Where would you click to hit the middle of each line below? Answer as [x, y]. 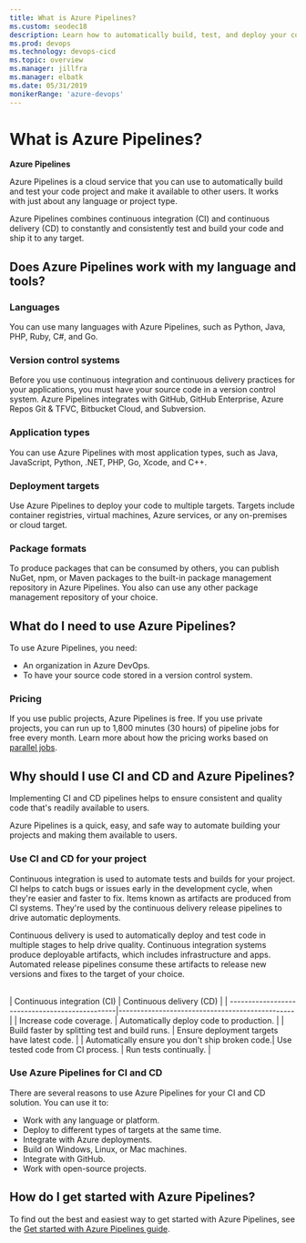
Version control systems [65, 361]
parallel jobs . [33, 748]
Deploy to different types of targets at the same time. [122, 1129]
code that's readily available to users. [80, 808]
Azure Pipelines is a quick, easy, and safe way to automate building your [145, 826]
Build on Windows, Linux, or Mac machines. [105, 1149]
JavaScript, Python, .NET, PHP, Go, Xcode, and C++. [108, 462]
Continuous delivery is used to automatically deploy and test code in [138, 935]
